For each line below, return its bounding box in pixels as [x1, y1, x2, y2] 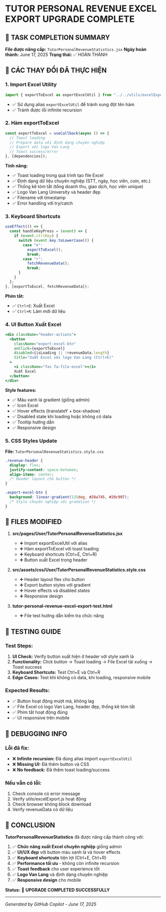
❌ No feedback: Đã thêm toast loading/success [12, 767, 110, 773]
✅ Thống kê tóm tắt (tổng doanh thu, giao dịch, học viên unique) [12, 184, 144, 190]
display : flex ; [9, 463, 41, 468]
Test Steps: [5, 642, 33, 649]
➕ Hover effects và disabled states [19, 588, 90, 593]
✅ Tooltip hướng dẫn [12, 419, 54, 425]
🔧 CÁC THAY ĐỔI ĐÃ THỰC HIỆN [5, 66, 107, 75]
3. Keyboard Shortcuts [5, 213, 61, 220]
